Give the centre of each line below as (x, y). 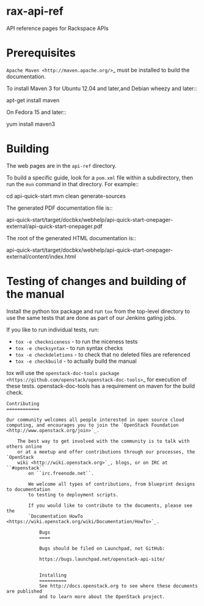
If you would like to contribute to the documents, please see (110, 506)
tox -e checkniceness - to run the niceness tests (76, 341)
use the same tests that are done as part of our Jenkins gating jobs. (91, 317)
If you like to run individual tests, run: (53, 330)
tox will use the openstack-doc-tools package (63, 373)
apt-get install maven (33, 100)
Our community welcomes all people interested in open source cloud (95, 420)
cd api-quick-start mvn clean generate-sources (66, 196)
